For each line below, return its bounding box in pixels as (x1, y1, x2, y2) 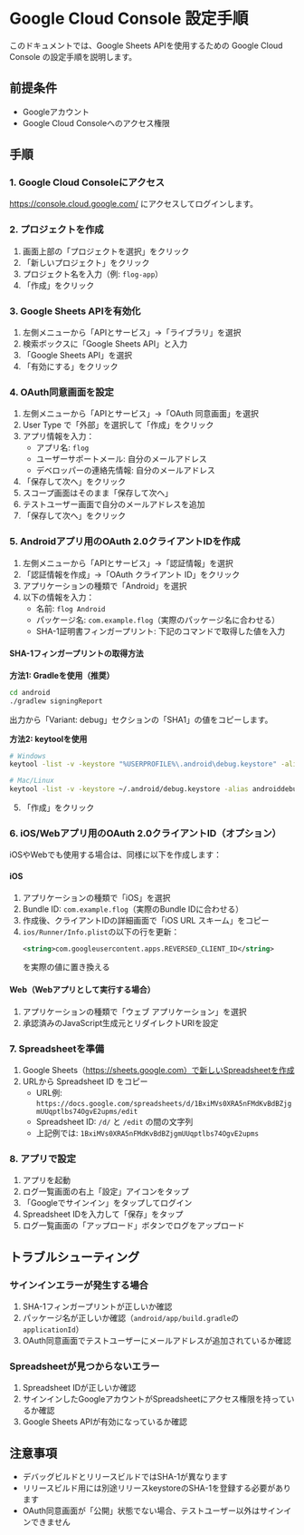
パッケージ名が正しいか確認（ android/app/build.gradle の (22, 1312, 240, 1323)
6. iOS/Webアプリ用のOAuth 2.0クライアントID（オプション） (9, 827, 282, 839)
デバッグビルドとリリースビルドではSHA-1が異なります (22, 1471, 228, 1482)
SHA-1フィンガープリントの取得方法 (9, 648, 145, 659)
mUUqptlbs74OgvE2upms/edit (35, 1107, 138, 1116)
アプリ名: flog (35, 442, 90, 454)
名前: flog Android (35, 602, 106, 613)
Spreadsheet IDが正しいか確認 (22, 1383, 137, 1393)
